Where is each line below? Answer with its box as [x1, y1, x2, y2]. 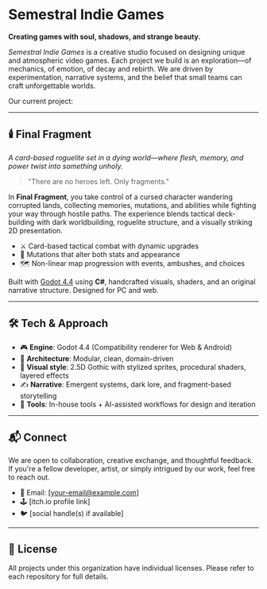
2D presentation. [8, 225, 64, 235]
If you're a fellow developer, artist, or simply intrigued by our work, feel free [8, 464, 256, 474]
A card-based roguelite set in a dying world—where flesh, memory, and [8, 152, 244, 162]
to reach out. [8, 472, 50, 482]
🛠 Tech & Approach [8, 317, 109, 330]
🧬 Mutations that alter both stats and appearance [19, 249, 180, 259]
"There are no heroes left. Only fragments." [27, 176, 169, 186]
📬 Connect [8, 430, 68, 444]
